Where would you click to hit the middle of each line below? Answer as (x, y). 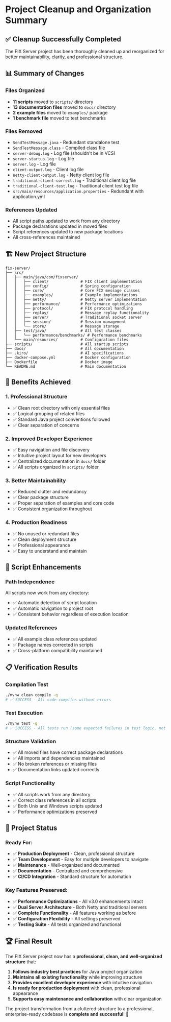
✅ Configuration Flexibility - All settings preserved (66, 918)
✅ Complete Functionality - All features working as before (74, 913)
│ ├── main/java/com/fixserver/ (42, 277)
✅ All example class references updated (55, 639)
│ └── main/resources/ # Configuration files (67, 340)
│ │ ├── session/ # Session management (66, 322)
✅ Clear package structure (40, 497)
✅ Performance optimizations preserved (55, 812)
